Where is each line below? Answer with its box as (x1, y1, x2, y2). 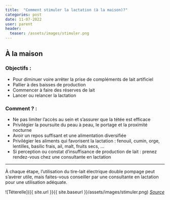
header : (5, 26, 22, 31)
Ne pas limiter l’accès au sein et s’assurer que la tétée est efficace (12, 116, 151, 122)
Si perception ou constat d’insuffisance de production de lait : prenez (12, 148, 157, 155)
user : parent (5, 21, 33, 27)
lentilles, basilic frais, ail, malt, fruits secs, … (12, 143, 105, 149)
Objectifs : (5, 65, 31, 72)
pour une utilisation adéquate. (5, 179, 67, 185)
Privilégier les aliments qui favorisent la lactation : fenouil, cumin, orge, (12, 137, 160, 144)
